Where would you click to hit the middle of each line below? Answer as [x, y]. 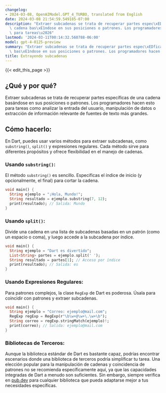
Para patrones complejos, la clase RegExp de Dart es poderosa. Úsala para [80, 293]
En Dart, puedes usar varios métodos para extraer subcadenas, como [76, 141]
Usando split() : [25, 221]
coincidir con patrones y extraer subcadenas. [51, 298]
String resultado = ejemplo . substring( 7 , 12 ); [58, 199]
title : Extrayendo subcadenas [36, 56]
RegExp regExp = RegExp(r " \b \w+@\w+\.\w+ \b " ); [58, 316]
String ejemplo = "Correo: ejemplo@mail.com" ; [58, 312]
